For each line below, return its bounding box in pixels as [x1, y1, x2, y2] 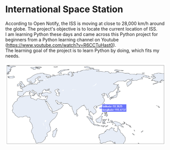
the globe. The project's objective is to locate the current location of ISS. [5, 25, 158, 32]
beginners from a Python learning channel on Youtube [5, 37, 119, 43]
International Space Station [5, 4, 123, 15]
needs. [5, 52, 20, 59]
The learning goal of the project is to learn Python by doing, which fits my [5, 47, 159, 53]
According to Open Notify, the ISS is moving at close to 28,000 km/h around [5, 20, 165, 26]
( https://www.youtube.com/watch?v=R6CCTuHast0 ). [5, 42, 117, 48]
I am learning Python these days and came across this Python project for [5, 31, 158, 37]
